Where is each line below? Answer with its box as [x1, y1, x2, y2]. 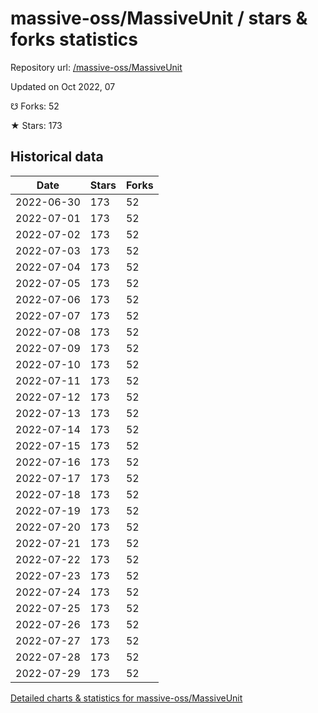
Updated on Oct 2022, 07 [10, 80, 116, 92]
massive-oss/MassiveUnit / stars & [10, 7, 308, 30]
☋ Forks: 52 [10, 100, 60, 112]
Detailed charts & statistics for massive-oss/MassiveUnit [10, 692, 243, 704]
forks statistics [10, 28, 138, 51]
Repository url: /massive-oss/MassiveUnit [10, 61, 183, 73]
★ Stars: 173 [10, 119, 63, 131]
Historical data [10, 148, 104, 166]
